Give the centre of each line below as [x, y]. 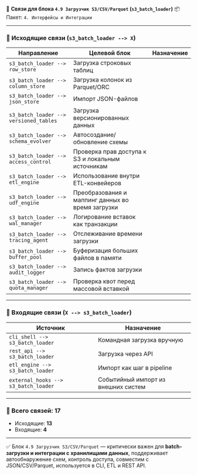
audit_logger [27, 273]
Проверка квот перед [104, 281]
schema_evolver [30, 141]
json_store [24, 102]
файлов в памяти [97, 258]
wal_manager [26, 223]
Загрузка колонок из [103, 80]
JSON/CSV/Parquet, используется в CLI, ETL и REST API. [76, 465]
